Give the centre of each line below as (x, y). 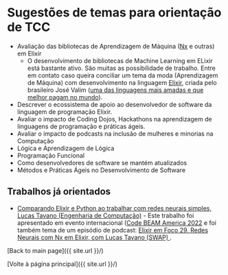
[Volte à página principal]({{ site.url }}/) (62, 264)
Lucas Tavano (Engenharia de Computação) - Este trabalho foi (105, 215)
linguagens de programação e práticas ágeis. (81, 126)
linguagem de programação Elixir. (65, 112)
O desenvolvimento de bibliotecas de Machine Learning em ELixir (120, 60)
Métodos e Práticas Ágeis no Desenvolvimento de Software (101, 170)
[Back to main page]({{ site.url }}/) (56, 250)
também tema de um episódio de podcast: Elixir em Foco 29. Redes (112, 230)
